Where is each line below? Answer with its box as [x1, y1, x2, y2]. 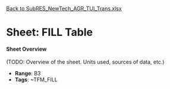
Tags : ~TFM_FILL [14, 76, 58, 83]
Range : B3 [14, 70, 41, 77]
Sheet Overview [6, 45, 47, 52]
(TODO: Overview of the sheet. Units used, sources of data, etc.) [6, 58, 165, 65]
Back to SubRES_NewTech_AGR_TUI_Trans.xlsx [6, 5, 122, 12]
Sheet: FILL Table [6, 26, 93, 39]
